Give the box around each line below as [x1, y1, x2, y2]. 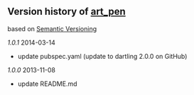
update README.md [17, 79, 77, 88]
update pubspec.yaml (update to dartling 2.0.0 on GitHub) [17, 52, 188, 60]
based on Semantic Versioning [7, 24, 97, 33]
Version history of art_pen [7, 6, 126, 18]
